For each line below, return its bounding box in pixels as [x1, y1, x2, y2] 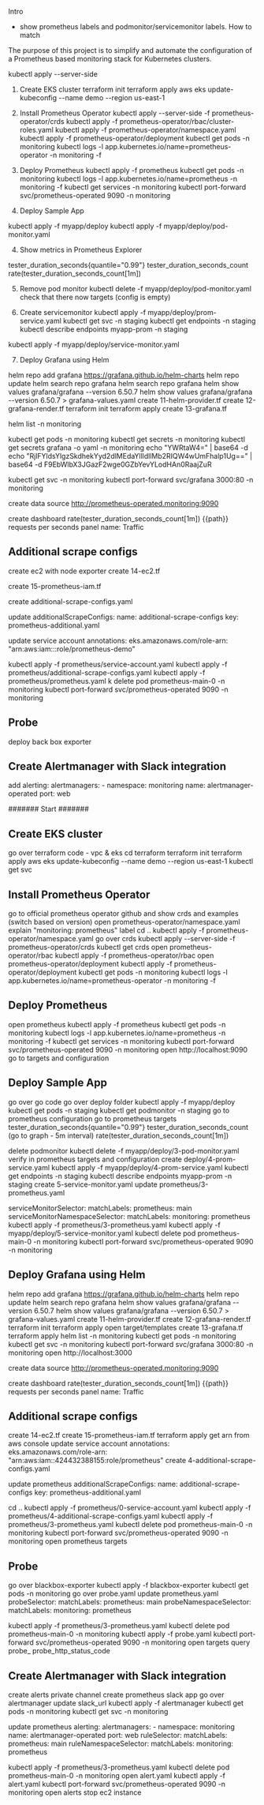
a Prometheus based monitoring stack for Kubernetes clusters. [8, 54, 212, 63]
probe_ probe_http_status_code [8, 1646, 110, 1656]
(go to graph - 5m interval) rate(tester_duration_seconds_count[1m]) [8, 1131, 229, 1140]
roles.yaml [19, 126, 54, 134]
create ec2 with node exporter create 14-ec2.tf [8, 566, 161, 576]
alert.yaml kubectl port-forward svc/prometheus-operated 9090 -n [8, 1779, 226, 1788]
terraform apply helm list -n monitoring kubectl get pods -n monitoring [8, 1330, 236, 1341]
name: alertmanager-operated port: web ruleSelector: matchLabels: [8, 1730, 228, 1739]
